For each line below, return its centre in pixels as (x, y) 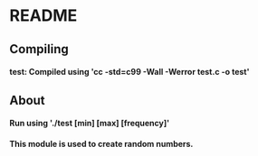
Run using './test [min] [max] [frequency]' (90, 124)
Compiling (39, 49)
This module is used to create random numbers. (101, 143)
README (43, 16)
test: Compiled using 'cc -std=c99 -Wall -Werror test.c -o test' (129, 72)
